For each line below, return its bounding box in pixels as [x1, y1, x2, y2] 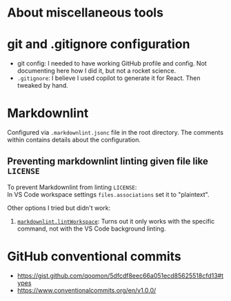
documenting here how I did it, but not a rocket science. [17, 67, 177, 75]
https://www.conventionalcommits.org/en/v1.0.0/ [17, 286, 157, 294]
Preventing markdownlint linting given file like [7, 155, 208, 167]
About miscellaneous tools [7, 5, 164, 21]
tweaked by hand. [17, 81, 69, 90]
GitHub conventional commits [7, 249, 181, 264]
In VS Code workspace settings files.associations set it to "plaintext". [7, 190, 210, 198]
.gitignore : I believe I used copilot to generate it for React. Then [17, 74, 201, 82]
